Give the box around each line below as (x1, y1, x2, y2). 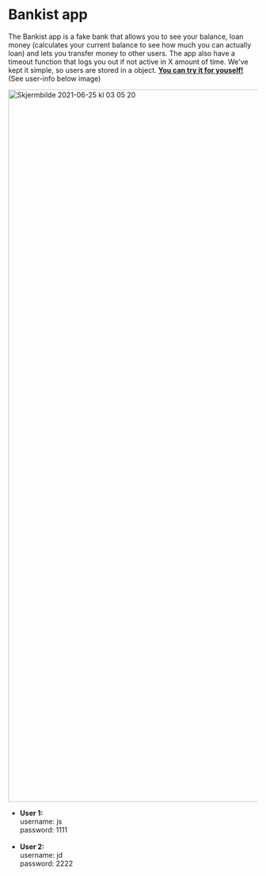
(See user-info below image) (8, 74, 101, 83)
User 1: (19, 808, 44, 817)
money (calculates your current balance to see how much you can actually (8, 40, 252, 49)
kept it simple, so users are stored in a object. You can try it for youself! (8, 65, 244, 74)
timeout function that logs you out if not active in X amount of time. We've (8, 57, 249, 66)
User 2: (19, 841, 45, 851)
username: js (19, 817, 63, 826)
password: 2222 (19, 859, 74, 868)
